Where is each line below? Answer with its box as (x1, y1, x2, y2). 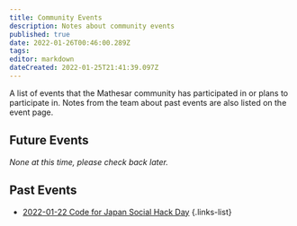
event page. (9, 107, 54, 117)
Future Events (9, 133, 89, 148)
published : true (9, 30, 70, 39)
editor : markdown (9, 55, 75, 64)
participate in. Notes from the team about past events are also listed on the (9, 97, 287, 108)
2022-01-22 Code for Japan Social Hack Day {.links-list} (22, 206, 232, 217)
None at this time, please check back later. (9, 156, 168, 167)
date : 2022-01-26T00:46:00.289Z (9, 38, 130, 48)
